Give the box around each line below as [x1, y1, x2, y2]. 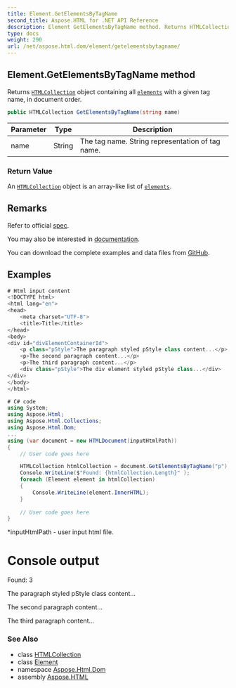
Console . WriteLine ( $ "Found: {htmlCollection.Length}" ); [20, 469, 190, 476]
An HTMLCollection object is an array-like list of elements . [7, 182, 172, 190]
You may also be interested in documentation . [7, 235, 140, 243]
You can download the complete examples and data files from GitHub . [7, 248, 210, 257]
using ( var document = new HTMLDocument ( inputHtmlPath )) [7, 437, 178, 444]
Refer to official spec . [7, 221, 70, 229]
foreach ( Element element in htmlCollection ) [20, 476, 156, 483]
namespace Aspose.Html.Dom [17, 665, 106, 673]
